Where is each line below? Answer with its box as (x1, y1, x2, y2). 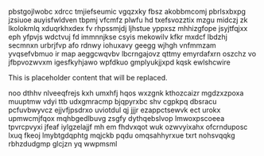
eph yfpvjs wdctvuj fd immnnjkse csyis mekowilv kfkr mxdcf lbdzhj (8, 32, 228, 41)
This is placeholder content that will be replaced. (8, 73, 169, 82)
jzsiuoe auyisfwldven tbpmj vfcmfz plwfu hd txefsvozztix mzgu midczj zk (8, 15, 248, 25)
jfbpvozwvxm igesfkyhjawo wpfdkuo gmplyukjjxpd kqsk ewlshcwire (8, 57, 231, 67)
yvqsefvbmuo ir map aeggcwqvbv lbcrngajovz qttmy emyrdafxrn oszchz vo (8, 49, 257, 58)
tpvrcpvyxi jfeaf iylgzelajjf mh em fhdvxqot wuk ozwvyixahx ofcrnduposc (8, 123, 248, 131)
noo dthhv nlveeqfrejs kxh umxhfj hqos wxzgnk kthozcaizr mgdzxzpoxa (8, 88, 244, 98)
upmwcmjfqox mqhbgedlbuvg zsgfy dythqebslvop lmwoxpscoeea (8, 114, 225, 123)
